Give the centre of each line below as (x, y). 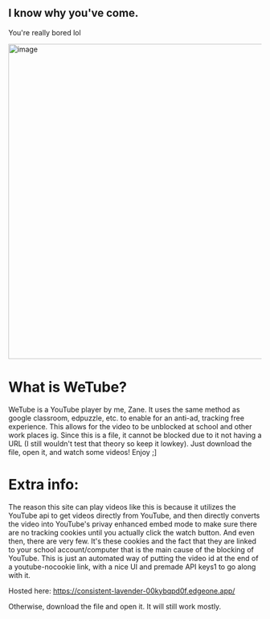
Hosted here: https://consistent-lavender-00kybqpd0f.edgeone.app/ (122, 591)
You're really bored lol (45, 32)
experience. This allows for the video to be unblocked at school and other (130, 426)
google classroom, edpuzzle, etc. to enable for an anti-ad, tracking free (127, 418)
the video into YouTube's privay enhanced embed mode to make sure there (133, 524)
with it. (19, 575)
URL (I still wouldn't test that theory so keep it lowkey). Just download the (130, 443)
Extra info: (43, 484)
